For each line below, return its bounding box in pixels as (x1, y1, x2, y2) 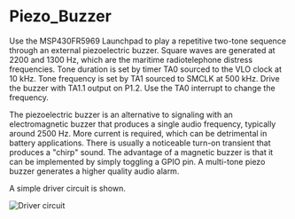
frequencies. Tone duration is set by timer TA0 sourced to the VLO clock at (9, 64, 282, 74)
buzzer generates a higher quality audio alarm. (9, 166, 180, 176)
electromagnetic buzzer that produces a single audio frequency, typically (9, 118, 276, 129)
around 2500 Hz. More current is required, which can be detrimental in (9, 128, 268, 138)
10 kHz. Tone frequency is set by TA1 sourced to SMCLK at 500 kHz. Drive (9, 73, 281, 83)
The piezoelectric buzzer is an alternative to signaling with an (9, 109, 233, 120)
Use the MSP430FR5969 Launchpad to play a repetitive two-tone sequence (9, 35, 286, 46)
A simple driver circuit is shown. (9, 183, 126, 193)
